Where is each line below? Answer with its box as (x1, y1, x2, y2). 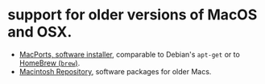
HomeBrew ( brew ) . (19, 58, 81, 68)
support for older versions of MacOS (7, 6, 258, 24)
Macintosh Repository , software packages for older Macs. (19, 66, 212, 76)
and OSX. (7, 23, 72, 41)
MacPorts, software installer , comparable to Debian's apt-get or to (19, 49, 241, 59)
